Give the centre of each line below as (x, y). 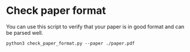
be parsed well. (25, 32)
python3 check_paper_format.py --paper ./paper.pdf (70, 43)
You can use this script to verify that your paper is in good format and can (95, 27)
